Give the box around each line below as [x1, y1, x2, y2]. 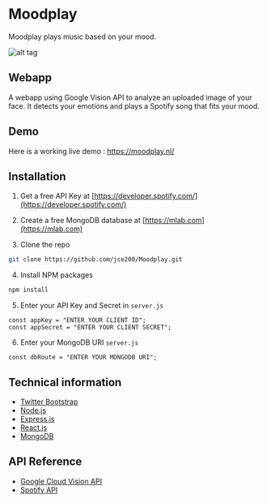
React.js [19, 423, 48, 432]
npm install [8, 286, 49, 294]
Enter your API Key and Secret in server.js [19, 301, 164, 311]
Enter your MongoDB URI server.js [19, 337, 139, 347]
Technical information [8, 375, 122, 389]
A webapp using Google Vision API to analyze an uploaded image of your [8, 92, 252, 102]
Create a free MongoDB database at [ [19, 216, 146, 226]
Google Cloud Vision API [19, 476, 103, 486]
